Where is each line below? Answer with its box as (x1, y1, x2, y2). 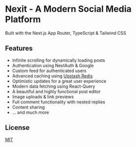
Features (5, 44, 33, 52)
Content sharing (12, 104, 45, 110)
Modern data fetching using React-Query (12, 83, 95, 89)
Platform (5, 14, 41, 25)
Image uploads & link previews (12, 94, 74, 99)
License (5, 123, 30, 132)
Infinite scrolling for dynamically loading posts (12, 57, 105, 63)
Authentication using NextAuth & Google (12, 62, 94, 68)
